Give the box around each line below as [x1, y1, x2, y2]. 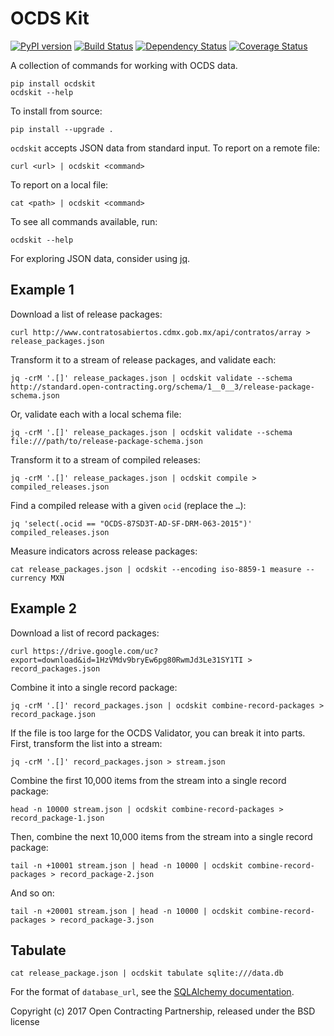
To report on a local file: [10, 178, 109, 191]
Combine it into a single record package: [10, 681, 178, 693]
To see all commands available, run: [10, 215, 158, 227]
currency [10, 573, 47, 583]
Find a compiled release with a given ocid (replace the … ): [10, 499, 247, 511]
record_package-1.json [10, 813, 105, 823]
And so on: [10, 887, 55, 899]
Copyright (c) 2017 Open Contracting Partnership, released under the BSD [10, 1005, 316, 1017]
